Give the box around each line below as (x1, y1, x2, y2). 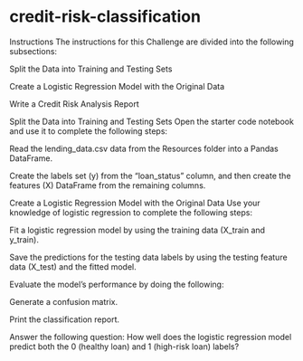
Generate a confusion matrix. (9, 296, 118, 307)
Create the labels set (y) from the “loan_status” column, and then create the (9, 170, 291, 181)
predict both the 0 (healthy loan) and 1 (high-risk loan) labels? (9, 341, 240, 352)
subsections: (9, 45, 57, 56)
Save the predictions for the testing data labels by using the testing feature (9, 252, 288, 262)
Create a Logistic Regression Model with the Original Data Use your (9, 197, 260, 208)
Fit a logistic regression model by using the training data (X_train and (9, 224, 265, 235)
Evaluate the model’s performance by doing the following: (9, 279, 224, 290)
